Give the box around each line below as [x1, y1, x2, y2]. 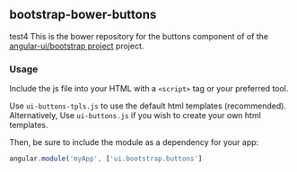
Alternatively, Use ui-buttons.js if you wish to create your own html [9, 110, 262, 121]
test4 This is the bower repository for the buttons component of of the [9, 30, 269, 41]
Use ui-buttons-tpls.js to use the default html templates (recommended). [9, 100, 287, 111]
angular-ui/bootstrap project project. [9, 40, 144, 51]
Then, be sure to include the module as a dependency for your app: [9, 137, 259, 148]
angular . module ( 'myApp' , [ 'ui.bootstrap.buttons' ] [9, 154, 203, 164]
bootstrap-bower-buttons [9, 7, 157, 22]
